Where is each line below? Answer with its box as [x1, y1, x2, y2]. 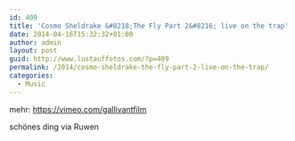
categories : [9, 71, 53, 80]
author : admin [9, 37, 62, 47]
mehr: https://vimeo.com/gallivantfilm [9, 104, 147, 114]
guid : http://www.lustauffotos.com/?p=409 [9, 54, 169, 63]
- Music [17, 79, 46, 88]
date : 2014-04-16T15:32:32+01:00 [9, 29, 134, 38]
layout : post [9, 46, 58, 55]
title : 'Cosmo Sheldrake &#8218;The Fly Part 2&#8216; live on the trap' [9, 21, 290, 30]
